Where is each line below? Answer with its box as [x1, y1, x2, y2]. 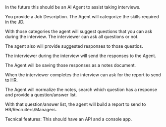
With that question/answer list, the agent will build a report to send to [5, 101, 146, 107]
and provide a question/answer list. [5, 92, 77, 97]
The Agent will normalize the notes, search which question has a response [5, 87, 158, 93]
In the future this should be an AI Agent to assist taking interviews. [5, 4, 141, 10]
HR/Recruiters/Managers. [5, 107, 57, 112]
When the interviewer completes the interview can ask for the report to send [5, 72, 161, 78]
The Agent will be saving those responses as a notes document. [5, 63, 136, 68]
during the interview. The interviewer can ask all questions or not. [5, 34, 139, 39]
